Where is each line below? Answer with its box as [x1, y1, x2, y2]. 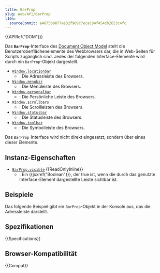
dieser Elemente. [5, 139, 39, 145]
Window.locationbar [12, 69, 52, 74]
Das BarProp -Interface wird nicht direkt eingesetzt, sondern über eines [5, 134, 146, 140]
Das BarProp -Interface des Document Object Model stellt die [5, 43, 126, 49]
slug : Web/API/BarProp [5, 12, 51, 16]
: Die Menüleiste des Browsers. [19, 83, 81, 90]
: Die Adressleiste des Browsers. [19, 73, 84, 79]
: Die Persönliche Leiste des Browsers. [19, 94, 96, 100]
